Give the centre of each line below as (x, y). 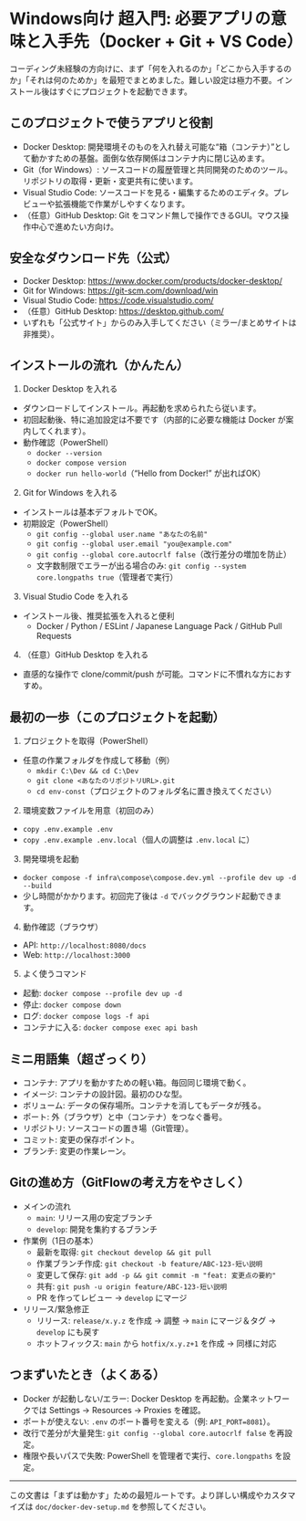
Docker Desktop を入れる (70, 389)
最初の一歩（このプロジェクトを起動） (117, 717)
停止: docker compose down (71, 1004)
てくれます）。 (65, 431)
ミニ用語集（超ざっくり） (81, 1059)
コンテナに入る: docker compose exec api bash (110, 1027)
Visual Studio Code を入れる (76, 597)
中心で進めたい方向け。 (75, 226)
